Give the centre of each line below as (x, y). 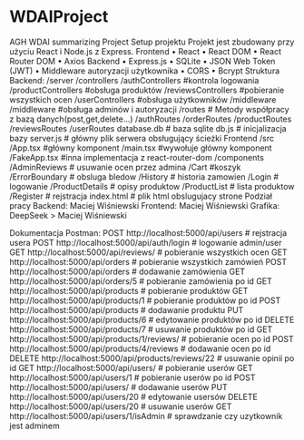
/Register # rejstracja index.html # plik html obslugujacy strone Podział (141, 196)
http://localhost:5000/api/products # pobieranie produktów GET (129, 290)
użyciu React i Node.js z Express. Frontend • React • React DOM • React (145, 51)
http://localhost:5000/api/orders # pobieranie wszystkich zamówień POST (148, 261)
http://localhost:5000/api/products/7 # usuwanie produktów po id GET (141, 329)
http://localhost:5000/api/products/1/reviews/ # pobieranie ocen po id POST (152, 338)
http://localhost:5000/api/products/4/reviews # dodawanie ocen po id (140, 348)
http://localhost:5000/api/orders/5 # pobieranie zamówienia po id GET (141, 281)
